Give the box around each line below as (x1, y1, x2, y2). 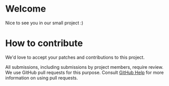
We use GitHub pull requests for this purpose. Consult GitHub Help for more (5, 69, 164, 75)
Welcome (5, 3, 46, 15)
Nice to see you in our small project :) (5, 20, 84, 26)
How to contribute (5, 37, 83, 49)
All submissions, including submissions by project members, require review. (5, 64, 163, 70)
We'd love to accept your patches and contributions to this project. (5, 54, 145, 60)
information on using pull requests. (5, 74, 78, 81)
